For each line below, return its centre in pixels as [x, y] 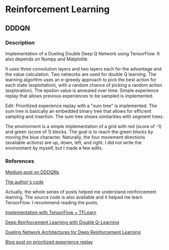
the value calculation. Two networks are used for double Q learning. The [81, 74]
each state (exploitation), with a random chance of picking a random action [84, 85]
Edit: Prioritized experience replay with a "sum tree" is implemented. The [81, 106]
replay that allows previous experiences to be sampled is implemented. [79, 96]
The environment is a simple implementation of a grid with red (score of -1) [83, 126]
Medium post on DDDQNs [32, 172]
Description [20, 43]
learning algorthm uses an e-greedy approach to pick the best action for [81, 79]
